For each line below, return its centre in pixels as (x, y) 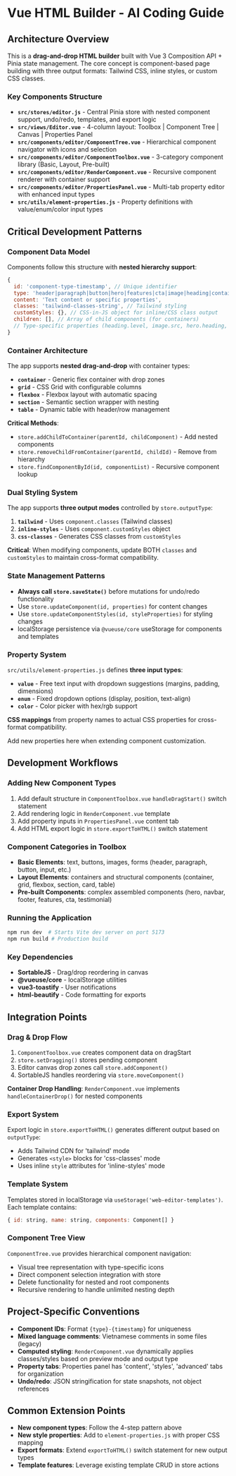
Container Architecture (47, 350)
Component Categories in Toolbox (67, 846)
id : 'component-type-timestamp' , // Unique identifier (96, 286)
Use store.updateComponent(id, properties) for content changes (112, 606)
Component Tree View (46, 1238)
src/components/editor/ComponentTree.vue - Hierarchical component (117, 142)
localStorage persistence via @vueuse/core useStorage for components (120, 628)
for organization (40, 1374)
